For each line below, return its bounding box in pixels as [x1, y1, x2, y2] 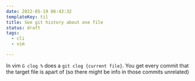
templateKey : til [6, 14, 49, 20]
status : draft [6, 24, 41, 31]
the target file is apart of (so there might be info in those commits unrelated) [6, 68, 189, 75]
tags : [6, 30, 19, 36]
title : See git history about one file [6, 19, 104, 25]
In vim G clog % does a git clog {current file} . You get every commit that [6, 62, 189, 69]
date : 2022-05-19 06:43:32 [6, 8, 72, 15]
